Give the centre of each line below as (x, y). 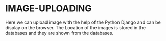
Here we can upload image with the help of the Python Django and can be (83, 22)
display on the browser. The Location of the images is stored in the (76, 27)
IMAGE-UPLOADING (49, 9)
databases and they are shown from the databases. (60, 33)
